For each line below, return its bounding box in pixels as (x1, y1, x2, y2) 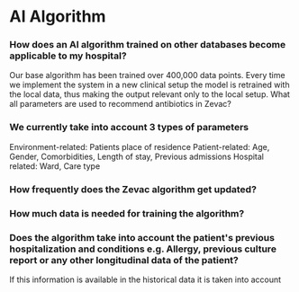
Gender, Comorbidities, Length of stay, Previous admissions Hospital (9, 151, 264, 162)
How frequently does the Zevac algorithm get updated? (9, 182, 257, 195)
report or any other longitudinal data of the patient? (9, 253, 239, 266)
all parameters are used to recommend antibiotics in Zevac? (9, 99, 231, 110)
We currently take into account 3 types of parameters (9, 121, 249, 134)
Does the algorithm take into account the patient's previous (9, 231, 275, 243)
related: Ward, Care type (9, 160, 101, 172)
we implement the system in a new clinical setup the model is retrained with (9, 79, 290, 91)
